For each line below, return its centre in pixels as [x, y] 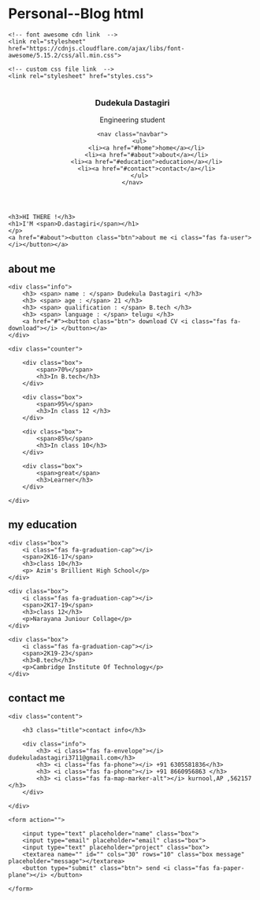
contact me [37, 698]
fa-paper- [228, 868]
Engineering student [132, 120]
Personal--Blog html [76, 14]
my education [43, 525]
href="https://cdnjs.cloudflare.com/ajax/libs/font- [97, 48]
